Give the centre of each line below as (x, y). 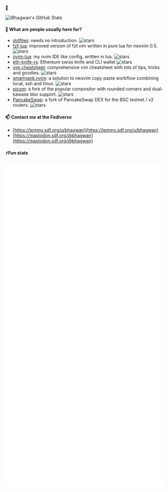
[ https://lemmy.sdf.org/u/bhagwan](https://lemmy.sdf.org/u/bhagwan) (85, 130)
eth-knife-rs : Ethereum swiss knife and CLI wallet (64, 62)
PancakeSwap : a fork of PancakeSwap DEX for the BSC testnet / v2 (83, 100)
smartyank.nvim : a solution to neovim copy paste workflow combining (86, 78)
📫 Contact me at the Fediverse (38, 117)
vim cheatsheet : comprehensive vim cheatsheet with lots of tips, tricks (86, 67)
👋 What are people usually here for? (44, 29)
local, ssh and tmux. (33, 84)
